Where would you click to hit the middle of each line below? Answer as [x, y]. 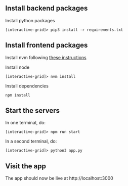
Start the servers [32, 111]
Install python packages [30, 20]
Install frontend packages [47, 45]
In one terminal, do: [25, 123]
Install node [17, 67]
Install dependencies [27, 86]
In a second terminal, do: [31, 142]
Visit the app [26, 166]
